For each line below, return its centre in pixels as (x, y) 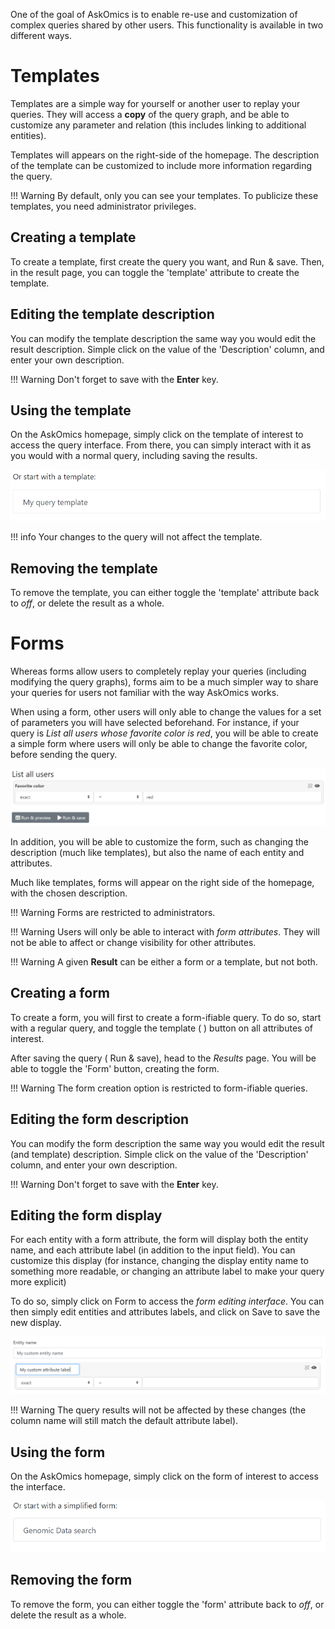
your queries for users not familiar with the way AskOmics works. (145, 692)
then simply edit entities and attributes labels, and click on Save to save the (165, 1312)
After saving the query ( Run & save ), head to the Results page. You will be (163, 1058)
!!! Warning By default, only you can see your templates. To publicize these (164, 195)
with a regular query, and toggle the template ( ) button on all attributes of (161, 1028)
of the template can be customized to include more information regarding (161, 165)
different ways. (41, 35)
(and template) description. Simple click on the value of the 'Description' (159, 1154)
